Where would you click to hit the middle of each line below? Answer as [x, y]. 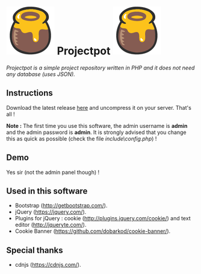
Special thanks [35, 250]
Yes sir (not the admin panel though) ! [53, 172]
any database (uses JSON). [41, 74]
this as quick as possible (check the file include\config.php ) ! [82, 138]
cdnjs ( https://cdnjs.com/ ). [48, 265]
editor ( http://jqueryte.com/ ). [51, 225]
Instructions [29, 93]
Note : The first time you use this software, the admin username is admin [97, 126]
